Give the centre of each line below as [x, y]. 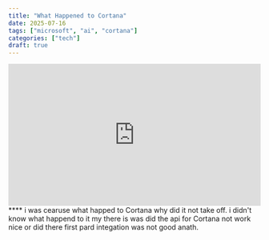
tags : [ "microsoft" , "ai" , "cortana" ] [73, 30]
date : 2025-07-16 [37, 23]
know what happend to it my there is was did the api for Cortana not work [130, 218]
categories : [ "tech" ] [44, 38]
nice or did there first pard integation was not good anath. [103, 227]
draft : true [28, 46]
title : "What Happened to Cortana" [68, 16]
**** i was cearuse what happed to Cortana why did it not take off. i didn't [130, 210]
